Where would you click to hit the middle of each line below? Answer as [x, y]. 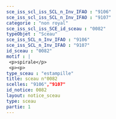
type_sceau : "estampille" [40, 73]
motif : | [19, 56]
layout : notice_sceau [33, 96]
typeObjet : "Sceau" [32, 34]
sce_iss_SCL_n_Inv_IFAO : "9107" [48, 46]
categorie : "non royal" [37, 23]
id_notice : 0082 [26, 90]
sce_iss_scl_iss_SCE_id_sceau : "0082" [56, 29]
